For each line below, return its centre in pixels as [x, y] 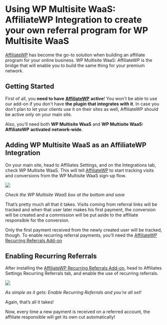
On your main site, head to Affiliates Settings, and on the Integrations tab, [81, 165]
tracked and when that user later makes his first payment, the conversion [80, 209]
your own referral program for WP [77, 30]
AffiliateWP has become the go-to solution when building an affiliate [75, 55]
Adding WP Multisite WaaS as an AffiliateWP [76, 145]
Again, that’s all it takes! [29, 302]
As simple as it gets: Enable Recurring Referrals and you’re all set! [73, 293]
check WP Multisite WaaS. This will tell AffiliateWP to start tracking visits [79, 170]
